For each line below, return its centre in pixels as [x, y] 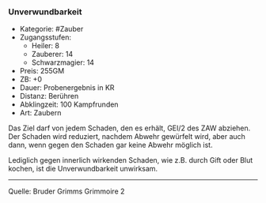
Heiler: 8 [46, 46]
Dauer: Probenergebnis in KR [67, 88]
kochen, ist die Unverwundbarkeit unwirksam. [83, 169]
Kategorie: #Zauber [51, 29]
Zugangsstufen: [46, 37]
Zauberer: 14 [52, 55]
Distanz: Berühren [49, 96]
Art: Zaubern [40, 113]
